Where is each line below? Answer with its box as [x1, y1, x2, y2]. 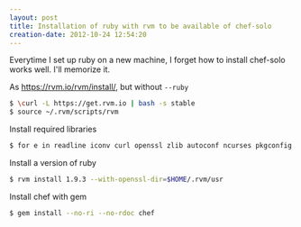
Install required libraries [9, 123, 97, 135]
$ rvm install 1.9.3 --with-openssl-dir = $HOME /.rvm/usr [9, 175, 223, 184]
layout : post [9, 13, 59, 23]
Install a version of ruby [9, 158, 97, 168]
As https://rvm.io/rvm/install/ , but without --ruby [9, 82, 189, 93]
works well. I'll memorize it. [9, 64, 111, 75]
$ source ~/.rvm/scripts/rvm [9, 107, 119, 117]
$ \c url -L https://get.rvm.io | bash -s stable [9, 99, 196, 108]
